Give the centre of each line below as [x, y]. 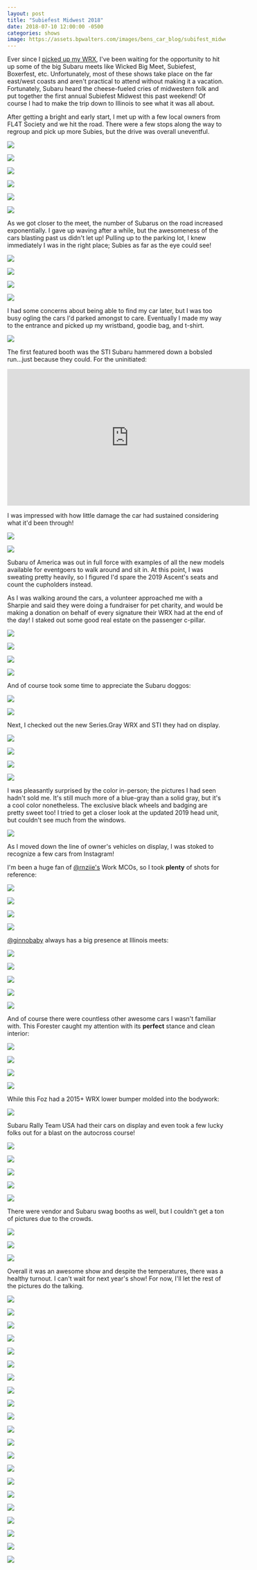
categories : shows [34, 33]
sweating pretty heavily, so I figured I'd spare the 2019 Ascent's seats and [113, 577]
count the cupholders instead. [50, 584]
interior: [18, 1033]
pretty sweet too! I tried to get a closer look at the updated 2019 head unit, [113, 813]
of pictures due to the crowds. [50, 1219]
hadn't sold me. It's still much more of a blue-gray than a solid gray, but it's [114, 798]
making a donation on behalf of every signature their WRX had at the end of [115, 613]
